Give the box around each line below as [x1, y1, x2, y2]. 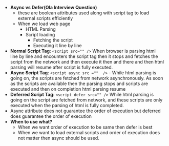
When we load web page [17, 20, 71, 27]
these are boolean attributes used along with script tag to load [17, 10, 150, 16]
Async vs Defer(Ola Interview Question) [10, 5, 97, 10]
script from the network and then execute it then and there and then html [10, 59, 164, 65]
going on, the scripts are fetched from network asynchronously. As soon [10, 75, 163, 81]
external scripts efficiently [17, 15, 73, 21]
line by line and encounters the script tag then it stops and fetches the [10, 53, 158, 59]
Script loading [25, 32, 55, 37]
